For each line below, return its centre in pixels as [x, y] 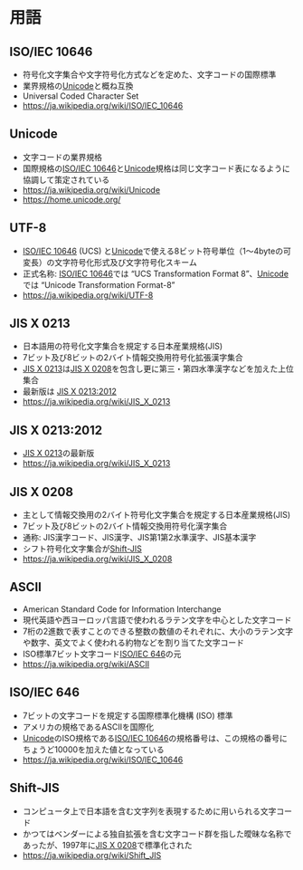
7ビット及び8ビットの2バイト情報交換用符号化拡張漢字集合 [133, 358]
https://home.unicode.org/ [71, 199]
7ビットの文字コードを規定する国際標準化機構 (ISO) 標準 [128, 715]
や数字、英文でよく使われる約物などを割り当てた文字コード [133, 642]
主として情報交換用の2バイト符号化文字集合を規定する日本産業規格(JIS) [156, 515]
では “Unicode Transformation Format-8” [99, 284]
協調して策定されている [66, 179]
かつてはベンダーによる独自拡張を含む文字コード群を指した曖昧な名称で [157, 834]
